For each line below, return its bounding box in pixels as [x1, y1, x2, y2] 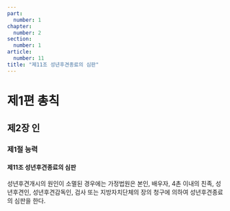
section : [7, 36, 32, 43]
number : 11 [13, 55, 45, 62]
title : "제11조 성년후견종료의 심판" [7, 61, 100, 68]
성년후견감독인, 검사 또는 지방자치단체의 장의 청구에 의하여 [32, 188, 189, 197]
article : [7, 49, 32, 56]
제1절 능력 [7, 145, 38, 155]
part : [7, 10, 23, 17]
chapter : [7, 23, 32, 30]
